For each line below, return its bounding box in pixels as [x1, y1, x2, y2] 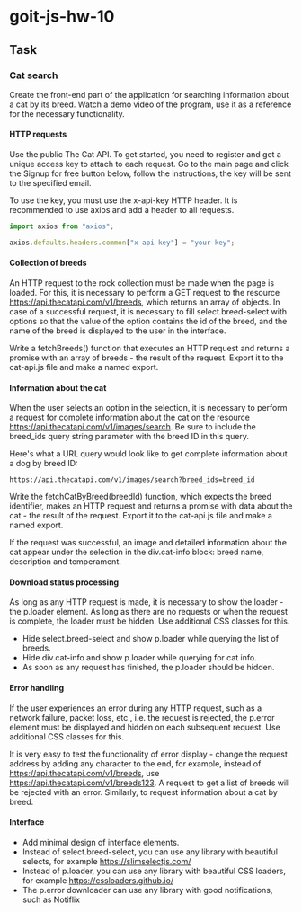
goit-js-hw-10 [9, 6, 115, 27]
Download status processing [9, 577, 120, 588]
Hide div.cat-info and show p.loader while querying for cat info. [22, 652, 258, 663]
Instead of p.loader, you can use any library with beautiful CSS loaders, [22, 865, 286, 876]
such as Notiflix [22, 894, 81, 905]
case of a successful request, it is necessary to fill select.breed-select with [9, 306, 288, 317]
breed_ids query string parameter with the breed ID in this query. [9, 431, 250, 442]
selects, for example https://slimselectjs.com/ [22, 855, 191, 866]
